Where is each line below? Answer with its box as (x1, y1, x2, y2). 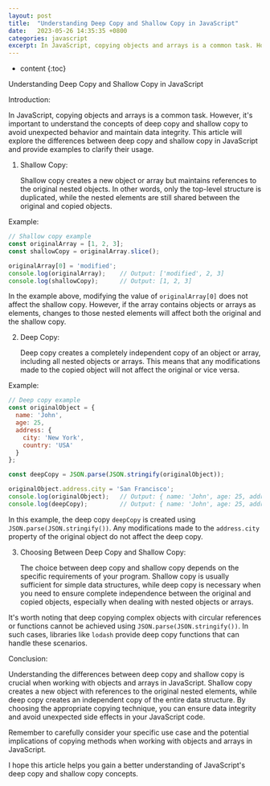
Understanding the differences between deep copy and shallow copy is (8, 669, 245, 679)
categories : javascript (8, 34, 88, 43)
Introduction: (8, 95, 51, 104)
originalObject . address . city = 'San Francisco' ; (8, 485, 174, 493)
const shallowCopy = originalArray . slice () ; (8, 247, 160, 256)
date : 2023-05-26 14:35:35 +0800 (8, 27, 128, 35)
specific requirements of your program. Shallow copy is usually (19, 571, 230, 581)
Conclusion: (8, 653, 48, 663)
